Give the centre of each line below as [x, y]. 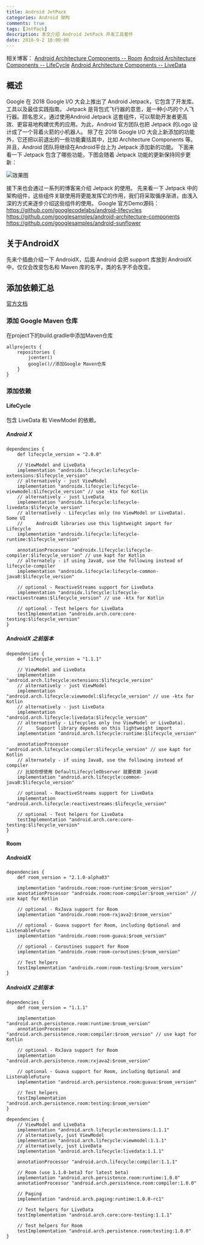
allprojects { [24, 347]
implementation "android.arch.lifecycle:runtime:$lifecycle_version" [107, 733]
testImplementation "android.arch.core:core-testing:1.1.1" [95, 1215]
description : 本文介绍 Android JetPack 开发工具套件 [70, 35]
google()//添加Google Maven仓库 [67, 364]
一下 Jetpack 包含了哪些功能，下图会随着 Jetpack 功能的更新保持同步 [98, 154]
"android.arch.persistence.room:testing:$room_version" [78, 1103]
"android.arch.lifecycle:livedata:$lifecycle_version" [77, 718]
